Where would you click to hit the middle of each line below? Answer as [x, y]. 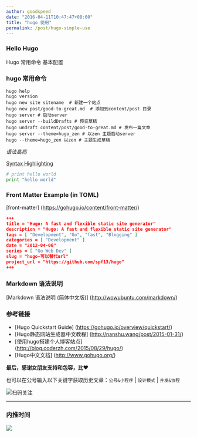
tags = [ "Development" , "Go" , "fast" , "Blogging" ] [72, 235]
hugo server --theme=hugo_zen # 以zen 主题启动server [71, 134]
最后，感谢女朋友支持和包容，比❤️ [47, 368]
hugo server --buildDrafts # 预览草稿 [52, 121]
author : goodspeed [28, 11]
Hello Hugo [22, 49]
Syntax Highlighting [30, 163]
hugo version [22, 96]
